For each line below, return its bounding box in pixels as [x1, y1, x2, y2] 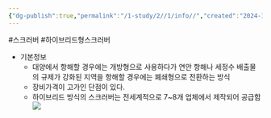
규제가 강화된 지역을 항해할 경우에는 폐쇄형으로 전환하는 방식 [40, 71, 231, 81]
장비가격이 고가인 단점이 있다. [31, 82, 125, 92]
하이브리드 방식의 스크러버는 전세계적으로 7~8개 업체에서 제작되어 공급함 [31, 92, 261, 101]
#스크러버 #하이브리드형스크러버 [8, 35, 110, 44]
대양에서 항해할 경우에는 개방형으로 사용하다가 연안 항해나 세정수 [31, 62, 236, 71]
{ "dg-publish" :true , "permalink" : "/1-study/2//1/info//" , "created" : [8, 11, 240, 20]
